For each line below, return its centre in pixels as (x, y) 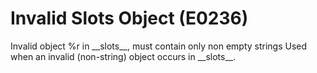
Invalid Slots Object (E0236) (129, 18)
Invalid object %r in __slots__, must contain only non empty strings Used (159, 46)
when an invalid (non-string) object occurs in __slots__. (123, 56)
